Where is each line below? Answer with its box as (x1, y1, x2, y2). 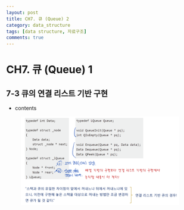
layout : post (6, 10, 39, 15)
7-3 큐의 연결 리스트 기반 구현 (6, 88, 108, 98)
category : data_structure (6, 22, 70, 28)
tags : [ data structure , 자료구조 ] (6, 29, 87, 35)
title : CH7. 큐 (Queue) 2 (6, 15, 70, 22)
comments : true (6, 35, 44, 41)
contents (14, 105, 37, 112)
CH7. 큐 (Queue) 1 (6, 63, 93, 77)
